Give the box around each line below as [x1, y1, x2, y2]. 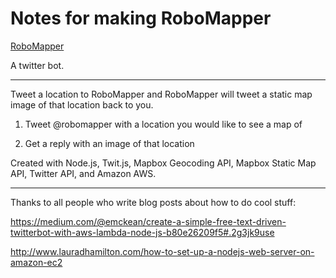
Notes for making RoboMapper [10, 7, 272, 30]
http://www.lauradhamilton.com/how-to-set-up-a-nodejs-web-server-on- [10, 245, 315, 257]
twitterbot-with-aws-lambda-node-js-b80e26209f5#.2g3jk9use [10, 226, 275, 238]
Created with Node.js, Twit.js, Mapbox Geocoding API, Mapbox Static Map [10, 157, 317, 169]
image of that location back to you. [10, 98, 154, 111]
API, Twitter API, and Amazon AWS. [10, 167, 157, 179]
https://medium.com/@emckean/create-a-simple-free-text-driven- [10, 215, 287, 227]
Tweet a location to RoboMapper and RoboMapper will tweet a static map [10, 88, 313, 100]
